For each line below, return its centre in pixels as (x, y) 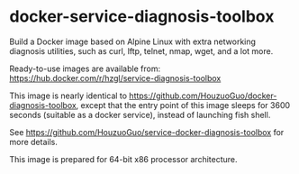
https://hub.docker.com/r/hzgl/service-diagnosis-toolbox (115, 78)
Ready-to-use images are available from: (85, 69)
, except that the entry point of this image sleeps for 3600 (183, 105)
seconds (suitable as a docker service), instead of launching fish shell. (140, 114)
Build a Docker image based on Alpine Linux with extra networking (133, 41)
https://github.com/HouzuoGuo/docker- (203, 96)
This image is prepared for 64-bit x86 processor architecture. (123, 159)
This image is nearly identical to (68, 96)
